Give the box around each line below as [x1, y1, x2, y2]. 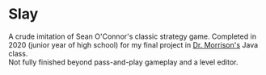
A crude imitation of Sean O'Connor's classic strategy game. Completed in [8, 31, 257, 41]
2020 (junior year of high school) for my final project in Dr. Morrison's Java [8, 40, 259, 49]
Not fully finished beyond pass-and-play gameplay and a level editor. [8, 57, 239, 67]
